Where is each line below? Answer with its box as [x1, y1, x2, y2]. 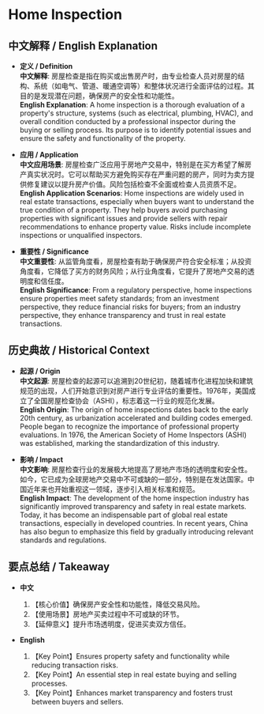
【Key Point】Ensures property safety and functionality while [31, 651, 230, 661]
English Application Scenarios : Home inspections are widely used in [19, 188, 244, 198]
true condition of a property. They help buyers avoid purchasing [19, 206, 228, 214]
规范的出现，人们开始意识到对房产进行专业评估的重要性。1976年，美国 [19, 386, 250, 395]
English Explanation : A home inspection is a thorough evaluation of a [19, 100, 246, 109]
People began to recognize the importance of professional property [19, 421, 240, 431]
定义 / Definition [19, 62, 73, 70]
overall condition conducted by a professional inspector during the [19, 117, 236, 126]
